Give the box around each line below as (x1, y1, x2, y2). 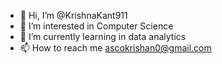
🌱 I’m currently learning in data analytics (19, 31, 187, 42)
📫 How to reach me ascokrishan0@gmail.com (19, 42, 212, 54)
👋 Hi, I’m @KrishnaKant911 (19, 10, 128, 21)
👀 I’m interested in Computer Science (19, 20, 174, 32)
